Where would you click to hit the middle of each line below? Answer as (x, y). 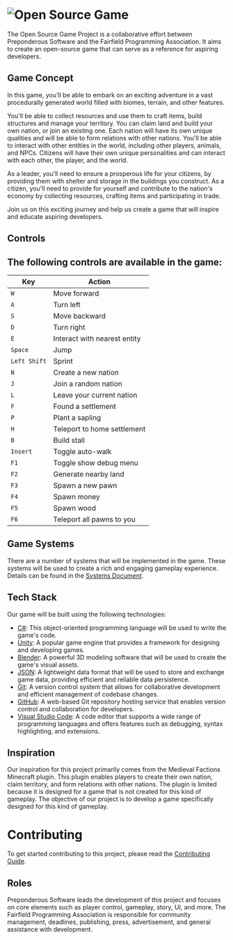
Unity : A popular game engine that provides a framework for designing (119, 642)
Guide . (17, 861)
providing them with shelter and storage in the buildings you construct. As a (116, 181)
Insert (22, 451)
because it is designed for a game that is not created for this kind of (104, 792)
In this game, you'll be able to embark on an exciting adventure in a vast (110, 95)
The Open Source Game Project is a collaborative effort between (100, 34)
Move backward (80, 316)
